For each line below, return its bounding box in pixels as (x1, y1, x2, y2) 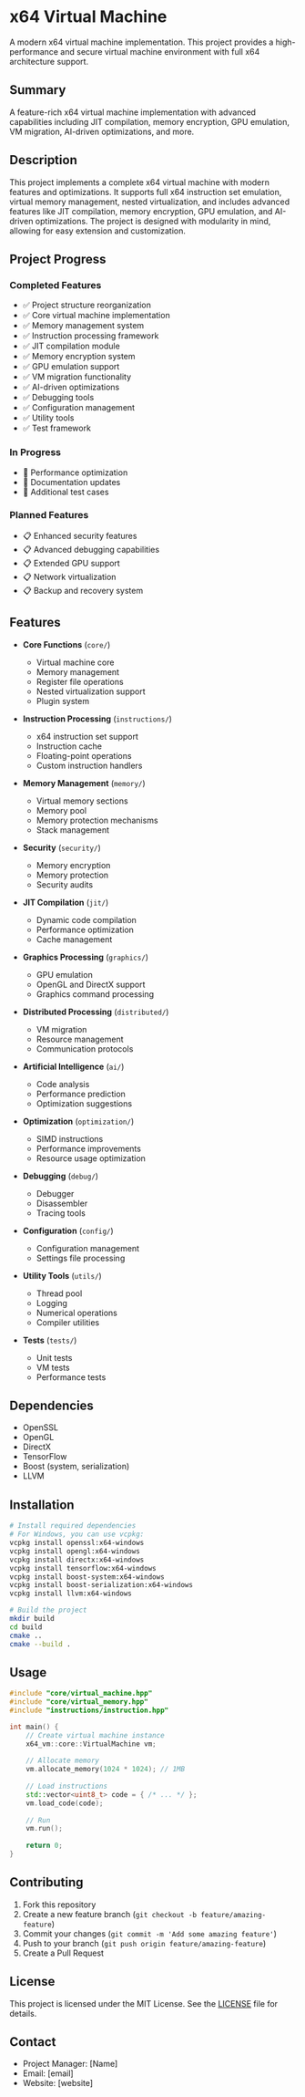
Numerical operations (36, 1307, 118, 1318)
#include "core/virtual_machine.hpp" (9, 1689, 153, 1698)
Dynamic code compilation (36, 914, 137, 925)
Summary (9, 82, 66, 98)
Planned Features (9, 509, 89, 522)
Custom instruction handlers (36, 760, 143, 771)
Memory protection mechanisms (36, 815, 158, 825)
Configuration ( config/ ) (22, 1225, 114, 1236)
